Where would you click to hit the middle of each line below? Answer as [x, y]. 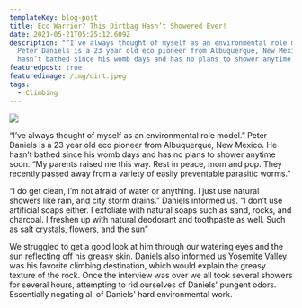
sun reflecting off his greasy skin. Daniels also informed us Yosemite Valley [148, 256]
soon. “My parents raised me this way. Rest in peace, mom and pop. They [146, 163]
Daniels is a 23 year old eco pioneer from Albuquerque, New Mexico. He [143, 145]
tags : [19, 84]
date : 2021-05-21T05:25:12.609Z [70, 34]
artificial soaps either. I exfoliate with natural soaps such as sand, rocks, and [151, 210]
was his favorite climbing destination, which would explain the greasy [138, 265]
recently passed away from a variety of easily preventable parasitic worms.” [150, 173]
